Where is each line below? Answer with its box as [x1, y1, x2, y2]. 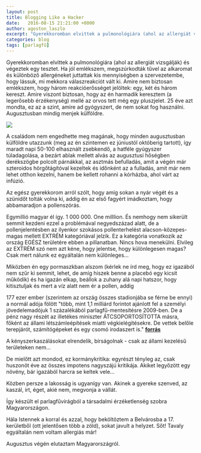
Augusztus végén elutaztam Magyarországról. [6, 440, 120, 447]
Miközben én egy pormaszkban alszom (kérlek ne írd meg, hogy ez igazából [6, 263, 194, 270]
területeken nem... [6, 343, 51, 351]
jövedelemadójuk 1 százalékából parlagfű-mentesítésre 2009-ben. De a [6, 307, 182, 314]
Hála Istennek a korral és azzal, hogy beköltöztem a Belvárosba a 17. [6, 415, 175, 423]
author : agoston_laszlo [6, 25, 66, 32]
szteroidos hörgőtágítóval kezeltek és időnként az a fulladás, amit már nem [6, 164, 191, 172]
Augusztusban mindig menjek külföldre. [6, 109, 104, 117]
